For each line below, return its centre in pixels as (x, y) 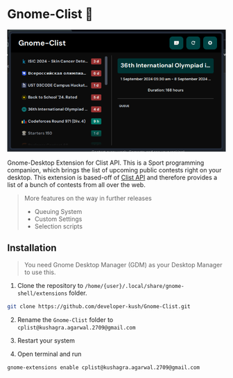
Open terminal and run (49, 354)
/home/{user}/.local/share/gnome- (135, 286)
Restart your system (46, 340)
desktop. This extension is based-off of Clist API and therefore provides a (112, 178)
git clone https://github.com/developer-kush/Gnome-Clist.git (99, 306)
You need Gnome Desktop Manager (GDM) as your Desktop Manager (123, 264)
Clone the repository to (50, 285)
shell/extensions (42, 294)
